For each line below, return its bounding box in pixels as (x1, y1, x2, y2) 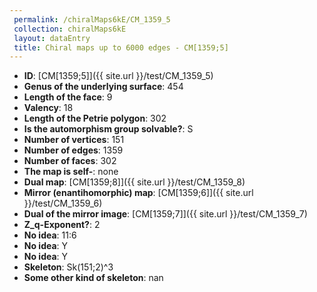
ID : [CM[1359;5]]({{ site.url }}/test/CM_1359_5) (23, 70, 214, 82)
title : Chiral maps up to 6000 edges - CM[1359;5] (13, 42, 229, 53)
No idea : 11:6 (23, 229, 77, 241)
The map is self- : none (23, 166, 119, 178)
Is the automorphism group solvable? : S (23, 123, 194, 135)
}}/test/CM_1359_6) (23, 197, 103, 210)
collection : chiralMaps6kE (13, 24, 127, 34)
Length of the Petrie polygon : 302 (23, 112, 167, 125)
